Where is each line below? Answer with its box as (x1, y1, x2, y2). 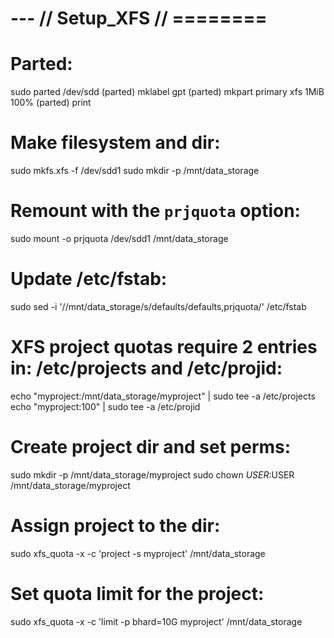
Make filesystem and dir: (10, 132, 221, 154)
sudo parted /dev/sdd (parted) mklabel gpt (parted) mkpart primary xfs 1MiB (10, 86, 325, 98)
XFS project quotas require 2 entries (10, 336, 318, 359)
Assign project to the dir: (10, 515, 221, 537)
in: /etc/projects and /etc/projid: (10, 357, 283, 380)
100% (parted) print (10, 97, 92, 109)
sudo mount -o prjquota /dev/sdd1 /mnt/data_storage (10, 233, 229, 244)
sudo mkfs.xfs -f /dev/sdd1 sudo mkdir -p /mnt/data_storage (10, 165, 260, 177)
